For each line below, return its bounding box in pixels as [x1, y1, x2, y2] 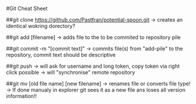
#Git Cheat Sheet [6, 5, 48, 12]
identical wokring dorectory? [6, 23, 76, 29]
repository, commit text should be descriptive [6, 51, 116, 58]
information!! [6, 93, 37, 99]
